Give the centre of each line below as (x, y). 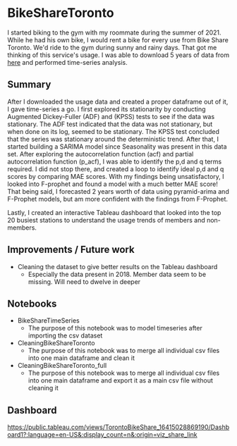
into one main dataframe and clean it (81, 358)
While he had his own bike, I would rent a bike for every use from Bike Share (118, 39)
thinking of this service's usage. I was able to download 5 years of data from (119, 55)
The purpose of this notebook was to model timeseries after (115, 328)
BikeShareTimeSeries (48, 321)
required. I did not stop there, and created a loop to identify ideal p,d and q (116, 169)
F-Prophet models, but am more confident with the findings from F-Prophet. (117, 199)
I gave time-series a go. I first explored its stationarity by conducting (107, 109)
